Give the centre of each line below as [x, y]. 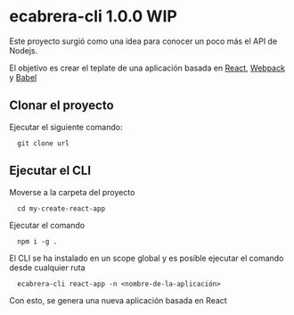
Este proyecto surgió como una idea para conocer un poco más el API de [143, 41]
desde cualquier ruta [47, 267]
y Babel [23, 77]
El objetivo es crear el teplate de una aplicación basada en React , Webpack [147, 68]
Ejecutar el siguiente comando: [66, 127]
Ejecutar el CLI [50, 171]
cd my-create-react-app [61, 208]
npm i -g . [37, 241]
